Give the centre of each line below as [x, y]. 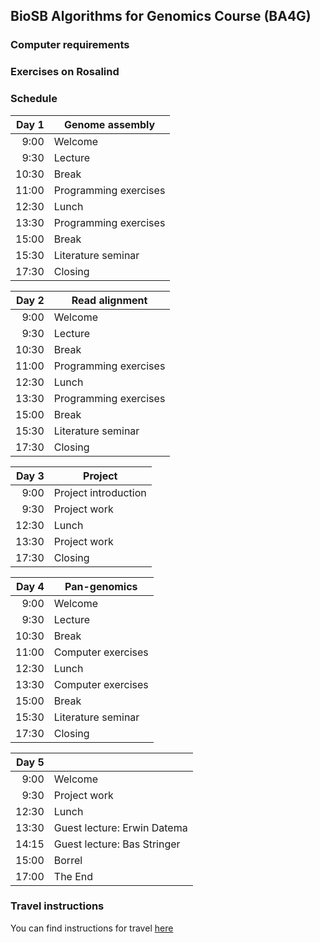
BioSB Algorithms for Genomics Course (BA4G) [161, 16]
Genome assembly [109, 124]
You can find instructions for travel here [92, 928]
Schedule [34, 99]
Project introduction [100, 492]
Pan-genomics [101, 586]
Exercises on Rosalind [65, 72]
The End [73, 876]
